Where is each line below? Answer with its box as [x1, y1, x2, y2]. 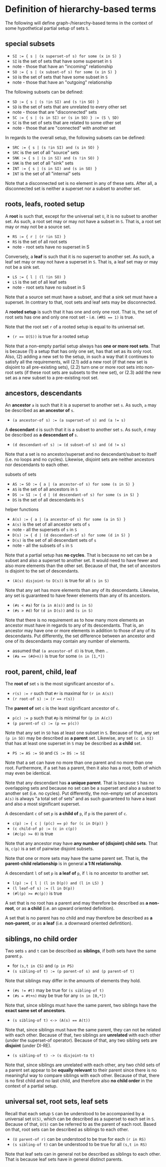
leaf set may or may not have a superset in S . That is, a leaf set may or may [5, 258, 158, 264]
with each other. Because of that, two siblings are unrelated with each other [5, 1032, 161, 1038]
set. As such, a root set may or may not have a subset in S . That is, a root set [5, 218, 161, 224]
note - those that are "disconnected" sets [12, 109, 98, 115]
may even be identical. [5, 770, 52, 776]
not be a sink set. [5, 264, 41, 270]
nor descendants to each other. [5, 462, 69, 468]
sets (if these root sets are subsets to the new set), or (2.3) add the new [14, 369, 161, 375]
